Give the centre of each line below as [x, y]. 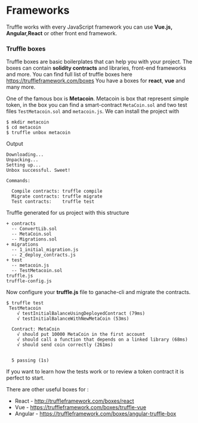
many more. [21, 87]
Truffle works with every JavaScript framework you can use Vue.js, [89, 27]
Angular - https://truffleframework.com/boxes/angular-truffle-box [95, 414]
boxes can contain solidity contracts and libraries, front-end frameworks [96, 68]
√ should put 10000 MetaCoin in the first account [81, 335]
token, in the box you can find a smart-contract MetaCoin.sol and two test [97, 105]
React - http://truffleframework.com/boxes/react [74, 401]
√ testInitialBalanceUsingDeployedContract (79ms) [81, 314]
